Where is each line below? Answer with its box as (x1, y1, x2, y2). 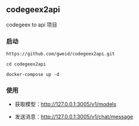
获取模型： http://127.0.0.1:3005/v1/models (14, 101, 117, 108)
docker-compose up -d (6, 72, 60, 78)
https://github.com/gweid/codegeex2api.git (6, 51, 115, 57)
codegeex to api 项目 (6, 21, 57, 28)
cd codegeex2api (6, 61, 46, 67)
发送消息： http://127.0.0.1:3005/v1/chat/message (14, 113, 134, 120)
